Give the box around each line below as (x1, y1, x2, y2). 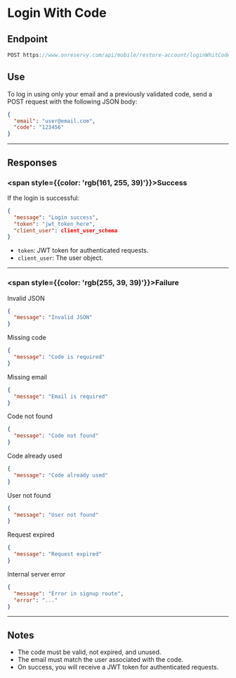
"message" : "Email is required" (13, 393, 109, 400)
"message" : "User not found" (13, 511, 99, 518)
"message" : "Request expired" (13, 551, 102, 558)
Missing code (7, 333, 47, 342)
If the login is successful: (7, 194, 80, 202)
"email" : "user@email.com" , (13, 118, 96, 125)
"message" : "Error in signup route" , (13, 590, 124, 597)
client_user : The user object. (17, 253, 104, 262)
